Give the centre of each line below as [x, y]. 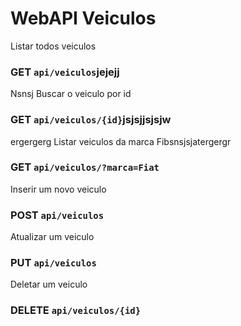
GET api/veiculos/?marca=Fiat [85, 167]
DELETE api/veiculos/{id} [76, 310]
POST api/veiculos [57, 215]
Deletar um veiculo [49, 284]
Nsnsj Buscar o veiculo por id [71, 94]
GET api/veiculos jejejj [65, 72]
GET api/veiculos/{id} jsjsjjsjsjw [91, 120]
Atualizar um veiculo [52, 237]
